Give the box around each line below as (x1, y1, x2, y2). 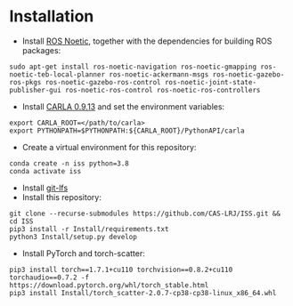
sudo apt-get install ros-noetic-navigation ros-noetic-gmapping (9, 62, 256, 71)
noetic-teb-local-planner (9, 69, 105, 79)
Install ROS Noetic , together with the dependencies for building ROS (21, 36, 273, 46)
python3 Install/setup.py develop (9, 232, 138, 241)
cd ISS (9, 216, 34, 226)
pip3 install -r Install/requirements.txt (9, 224, 169, 233)
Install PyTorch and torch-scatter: (21, 247, 145, 259)
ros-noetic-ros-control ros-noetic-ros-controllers (65, 85, 261, 94)
